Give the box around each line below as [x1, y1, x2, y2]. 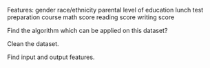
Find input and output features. [7, 53, 95, 61]
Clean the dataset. [7, 40, 60, 47]
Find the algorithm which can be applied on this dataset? [7, 27, 168, 34]
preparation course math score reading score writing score [7, 13, 175, 21]
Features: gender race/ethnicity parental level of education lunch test [7, 6, 204, 14]
